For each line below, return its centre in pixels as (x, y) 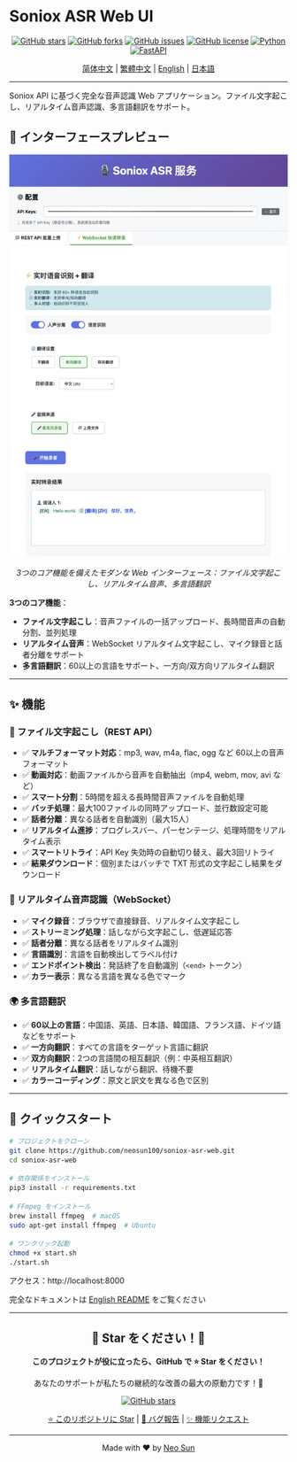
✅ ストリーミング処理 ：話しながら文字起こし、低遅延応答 (127, 932)
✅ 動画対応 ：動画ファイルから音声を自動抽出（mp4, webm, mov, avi (146, 775)
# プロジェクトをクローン (49, 1141)
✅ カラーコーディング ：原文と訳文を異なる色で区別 (115, 1080)
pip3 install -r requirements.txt (73, 1188)
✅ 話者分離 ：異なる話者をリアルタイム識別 (100, 943)
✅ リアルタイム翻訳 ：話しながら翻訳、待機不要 (108, 1069)
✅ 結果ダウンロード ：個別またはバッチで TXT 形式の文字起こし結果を (148, 863)
